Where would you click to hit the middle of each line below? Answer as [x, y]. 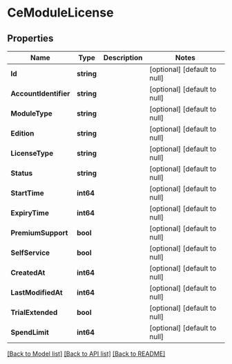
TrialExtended [34, 312]
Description [123, 58]
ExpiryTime [30, 213]
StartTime [27, 193]
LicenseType [32, 153]
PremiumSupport [39, 233]
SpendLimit [30, 332]
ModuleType [32, 113]
